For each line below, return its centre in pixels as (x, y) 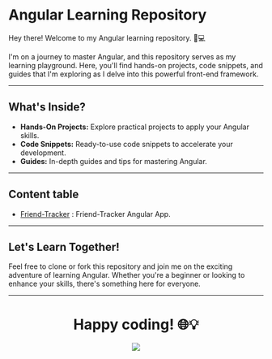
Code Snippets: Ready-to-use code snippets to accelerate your (126, 144)
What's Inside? (47, 107)
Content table (44, 195)
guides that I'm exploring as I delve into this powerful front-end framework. (134, 74)
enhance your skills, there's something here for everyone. (104, 284)
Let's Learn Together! (64, 247)
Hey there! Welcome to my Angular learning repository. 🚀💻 (107, 37)
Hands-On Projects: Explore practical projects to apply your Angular (134, 127)
